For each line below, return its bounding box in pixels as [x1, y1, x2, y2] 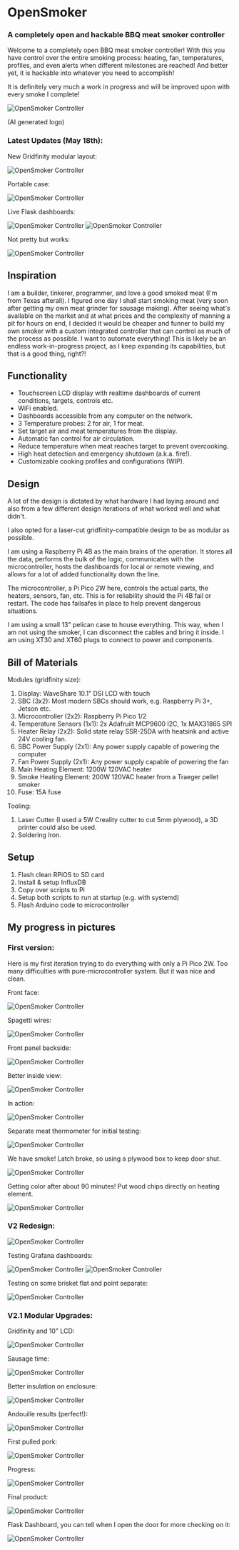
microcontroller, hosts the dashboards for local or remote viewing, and [7, 562, 214, 571]
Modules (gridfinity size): [7, 676, 81, 684]
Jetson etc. [17, 704, 51, 713]
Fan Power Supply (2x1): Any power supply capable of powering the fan [17, 758, 229, 766]
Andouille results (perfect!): [7, 1410, 88, 1419]
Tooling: [7, 801, 31, 811]
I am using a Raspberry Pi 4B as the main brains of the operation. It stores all [7, 547, 233, 556]
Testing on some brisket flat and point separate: [7, 1279, 148, 1287]
